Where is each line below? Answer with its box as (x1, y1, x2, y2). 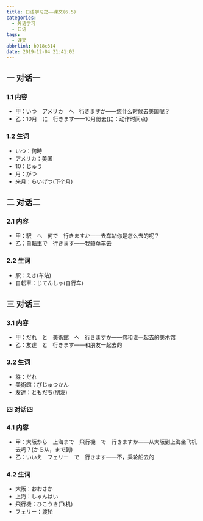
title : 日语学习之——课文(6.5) (6, 9, 77, 15)
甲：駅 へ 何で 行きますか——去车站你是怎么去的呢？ (15, 232, 160, 239)
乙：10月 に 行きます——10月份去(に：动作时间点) (15, 115, 148, 123)
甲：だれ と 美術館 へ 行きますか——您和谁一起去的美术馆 (15, 333, 176, 341)
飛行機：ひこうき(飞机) (15, 500, 73, 508)
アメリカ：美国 (15, 155, 53, 162)
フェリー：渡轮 (15, 508, 53, 516)
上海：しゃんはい (15, 493, 59, 500)
